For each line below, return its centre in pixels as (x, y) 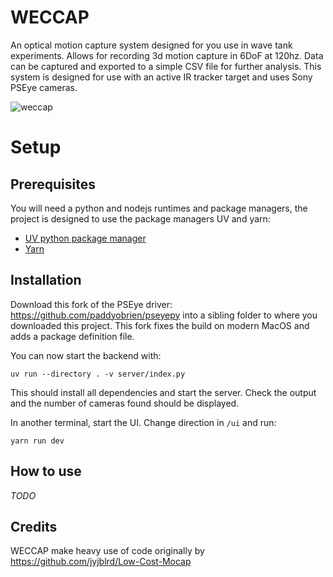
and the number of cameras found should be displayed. (125, 403)
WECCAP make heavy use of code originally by (107, 551)
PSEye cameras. (44, 87)
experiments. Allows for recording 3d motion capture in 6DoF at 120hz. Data (167, 55)
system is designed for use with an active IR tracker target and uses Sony (161, 77)
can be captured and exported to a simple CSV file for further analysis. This (166, 66)
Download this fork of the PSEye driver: (91, 304)
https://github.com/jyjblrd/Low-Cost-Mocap (101, 562)
